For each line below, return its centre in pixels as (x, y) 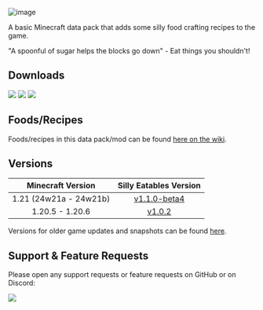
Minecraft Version (61, 186)
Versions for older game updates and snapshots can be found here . (117, 231)
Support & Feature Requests (79, 255)
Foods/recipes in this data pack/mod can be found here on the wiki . (117, 139)
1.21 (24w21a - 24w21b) (61, 199)
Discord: (22, 283)
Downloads (37, 76)
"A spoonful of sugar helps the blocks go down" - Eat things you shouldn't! (129, 51)
